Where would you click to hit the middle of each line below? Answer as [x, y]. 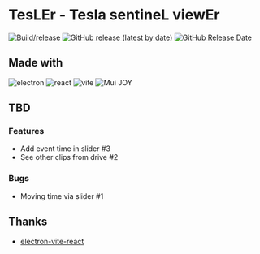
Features [26, 131]
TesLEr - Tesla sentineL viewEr [114, 15]
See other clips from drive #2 [69, 157]
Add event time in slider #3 [65, 149]
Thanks [28, 222]
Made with [36, 63]
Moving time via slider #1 [62, 196]
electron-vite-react [52, 241]
